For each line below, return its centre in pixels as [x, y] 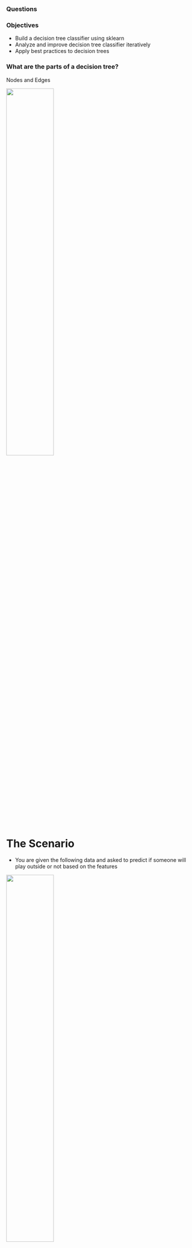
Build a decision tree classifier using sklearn [70, 39]
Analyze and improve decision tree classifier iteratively [83, 45]
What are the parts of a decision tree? [63, 67]
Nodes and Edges [28, 80]
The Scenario [40, 844]
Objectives [23, 25]
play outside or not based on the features [66, 867]
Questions [22, 9]
